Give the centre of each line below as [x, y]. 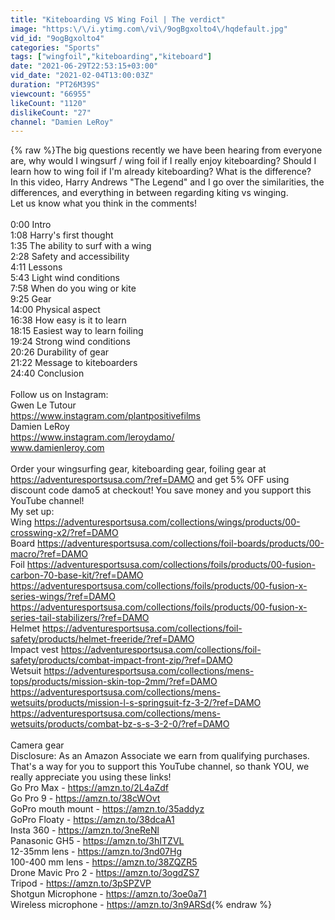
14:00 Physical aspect [55, 310]
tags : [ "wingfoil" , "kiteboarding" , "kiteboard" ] [111, 57]
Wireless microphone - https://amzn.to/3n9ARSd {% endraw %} [141, 905]
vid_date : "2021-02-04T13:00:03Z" [82, 76]
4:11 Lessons [36, 267]
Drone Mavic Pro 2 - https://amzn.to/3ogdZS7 [105, 873]
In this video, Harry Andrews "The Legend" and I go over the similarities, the [167, 182]
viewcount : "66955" [51, 94]
